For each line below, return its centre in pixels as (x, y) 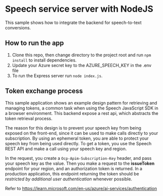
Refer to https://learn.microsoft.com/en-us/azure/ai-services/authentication (81, 188)
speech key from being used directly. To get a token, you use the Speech (78, 143)
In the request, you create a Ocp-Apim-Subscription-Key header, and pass (78, 158)
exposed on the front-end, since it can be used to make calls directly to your (81, 133)
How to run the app (35, 43)
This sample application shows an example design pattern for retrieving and (81, 103)
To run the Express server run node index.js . (57, 76)
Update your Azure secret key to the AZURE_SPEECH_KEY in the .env (82, 65)
